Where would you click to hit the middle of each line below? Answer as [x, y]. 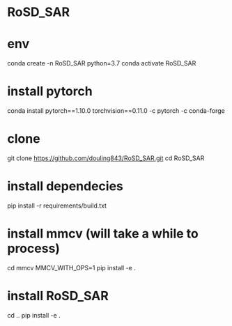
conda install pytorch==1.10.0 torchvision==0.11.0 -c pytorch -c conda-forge [116, 111]
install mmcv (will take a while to [103, 234]
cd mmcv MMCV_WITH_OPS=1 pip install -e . [71, 267]
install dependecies [65, 186]
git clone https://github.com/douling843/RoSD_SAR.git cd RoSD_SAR [106, 158]
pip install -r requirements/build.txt [57, 205]
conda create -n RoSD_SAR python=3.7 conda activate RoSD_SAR [102, 63]
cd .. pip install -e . [34, 315]
